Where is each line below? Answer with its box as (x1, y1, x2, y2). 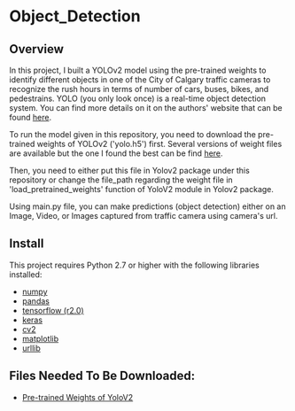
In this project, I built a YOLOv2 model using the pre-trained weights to (9, 65, 267, 75)
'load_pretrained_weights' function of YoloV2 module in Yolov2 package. (9, 184, 275, 194)
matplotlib (21, 333, 59, 344)
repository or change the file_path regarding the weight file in (9, 174, 233, 185)
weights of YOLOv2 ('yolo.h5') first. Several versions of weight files (36, 139, 283, 149)
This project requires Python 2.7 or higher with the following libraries (9, 260, 260, 270)
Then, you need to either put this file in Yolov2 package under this (9, 166, 250, 175)
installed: (9, 268, 43, 280)
